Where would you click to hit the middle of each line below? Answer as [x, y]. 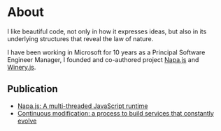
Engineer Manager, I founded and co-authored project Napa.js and [103, 59]
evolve [27, 121]
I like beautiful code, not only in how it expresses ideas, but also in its [107, 31]
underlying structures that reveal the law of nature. [80, 38]
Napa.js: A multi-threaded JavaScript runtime [83, 106]
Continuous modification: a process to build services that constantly [116, 113]
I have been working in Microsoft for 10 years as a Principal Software [106, 52]
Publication [33, 89]
